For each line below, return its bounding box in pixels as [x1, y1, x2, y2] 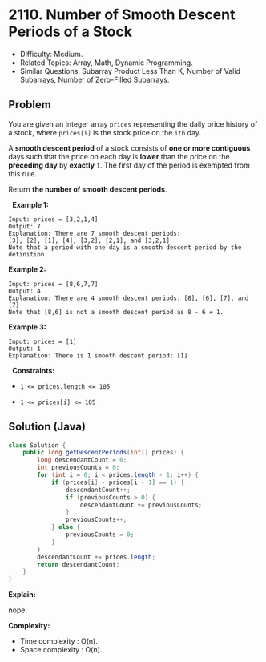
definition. [8, 250, 48, 258]
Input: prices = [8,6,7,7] [8, 280, 99, 288]
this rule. [8, 168, 38, 178]
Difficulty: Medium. [19, 49, 83, 59]
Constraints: [11, 365, 55, 375]
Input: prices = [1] [8, 337, 78, 345]
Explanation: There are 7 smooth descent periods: [8, 229, 181, 237]
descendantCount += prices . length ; [37, 553, 156, 561]
